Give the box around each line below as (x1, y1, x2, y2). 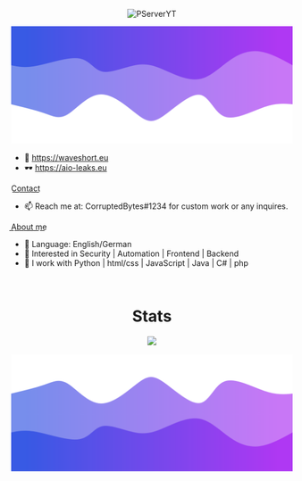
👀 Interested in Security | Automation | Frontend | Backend (23, 248, 239, 259)
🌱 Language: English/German (23, 238, 132, 249)
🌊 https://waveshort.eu (23, 152, 109, 162)
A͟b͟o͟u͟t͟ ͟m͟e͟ (11, 221, 47, 232)
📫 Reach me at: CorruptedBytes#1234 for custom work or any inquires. (23, 201, 289, 211)
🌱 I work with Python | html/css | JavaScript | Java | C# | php (23, 257, 249, 268)
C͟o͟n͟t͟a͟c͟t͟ (11, 183, 40, 194)
